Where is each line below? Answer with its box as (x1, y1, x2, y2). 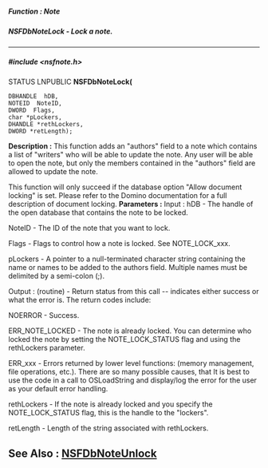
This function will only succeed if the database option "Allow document (8, 182, 242, 192)
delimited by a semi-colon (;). (8, 272, 105, 281)
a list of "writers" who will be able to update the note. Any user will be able (8, 150, 254, 160)
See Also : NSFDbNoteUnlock (8, 446, 157, 460)
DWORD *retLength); (8, 128, 73, 136)
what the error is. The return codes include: (8, 295, 152, 305)
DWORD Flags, (8, 106, 56, 115)
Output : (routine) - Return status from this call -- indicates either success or (8, 287, 259, 296)
